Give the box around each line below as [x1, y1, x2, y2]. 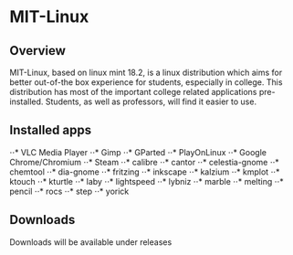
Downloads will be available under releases [9, 236, 173, 248]
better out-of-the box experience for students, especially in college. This [9, 77, 283, 88]
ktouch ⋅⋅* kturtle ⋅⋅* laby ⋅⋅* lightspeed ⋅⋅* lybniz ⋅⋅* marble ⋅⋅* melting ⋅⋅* [9, 175, 285, 186]
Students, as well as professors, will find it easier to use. [45, 96, 257, 107]
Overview [9, 43, 67, 58]
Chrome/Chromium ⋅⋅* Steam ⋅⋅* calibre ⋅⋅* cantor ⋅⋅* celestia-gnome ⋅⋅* [9, 156, 280, 167]
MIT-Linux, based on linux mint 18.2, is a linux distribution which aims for [9, 67, 283, 78]
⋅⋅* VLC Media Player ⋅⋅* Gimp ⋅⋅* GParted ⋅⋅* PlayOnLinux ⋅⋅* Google [9, 146, 267, 157]
